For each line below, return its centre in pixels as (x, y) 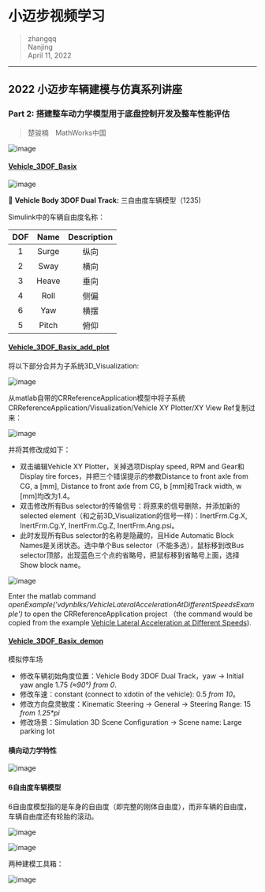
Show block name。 (52, 565)
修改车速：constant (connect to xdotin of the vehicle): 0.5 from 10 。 (130, 694)
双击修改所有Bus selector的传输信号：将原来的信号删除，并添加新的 (130, 506)
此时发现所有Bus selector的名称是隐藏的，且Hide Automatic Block (127, 536)
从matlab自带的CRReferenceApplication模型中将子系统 (97, 398)
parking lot (37, 731)
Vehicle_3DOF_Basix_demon (56, 640)
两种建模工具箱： (36, 864)
